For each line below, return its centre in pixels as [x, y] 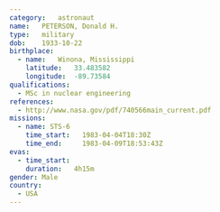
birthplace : [32, 51]
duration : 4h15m [60, 169]
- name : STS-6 [44, 127]
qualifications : [40, 85]
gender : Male [34, 177]
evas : [19, 152]
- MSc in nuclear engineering [74, 93]
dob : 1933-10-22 [46, 43]
